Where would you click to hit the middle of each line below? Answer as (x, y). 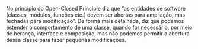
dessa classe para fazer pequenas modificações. (66, 40)
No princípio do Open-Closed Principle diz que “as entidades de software (96, 9)
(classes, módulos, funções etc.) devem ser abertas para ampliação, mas (96, 15)
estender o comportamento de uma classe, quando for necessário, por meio (99, 27)
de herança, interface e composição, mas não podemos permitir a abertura (98, 34)
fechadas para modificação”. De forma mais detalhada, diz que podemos (95, 21)
